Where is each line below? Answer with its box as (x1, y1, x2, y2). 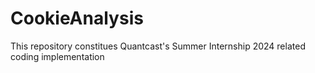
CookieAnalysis (10, 7, 144, 30)
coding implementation (10, 50, 105, 62)
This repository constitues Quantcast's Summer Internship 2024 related (10, 40, 306, 52)
